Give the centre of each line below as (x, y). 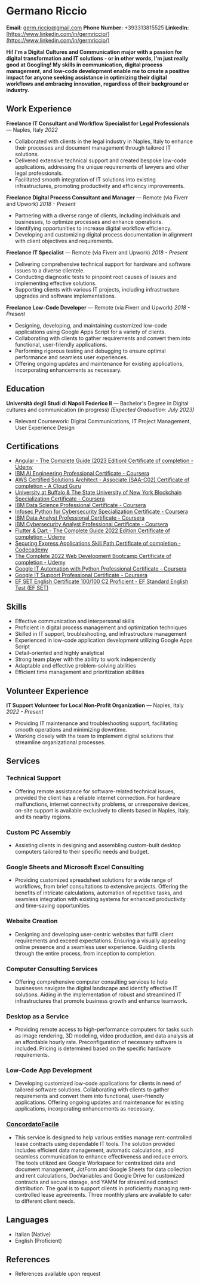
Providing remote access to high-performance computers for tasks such (104, 1029)
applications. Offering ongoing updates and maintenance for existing (99, 1102)
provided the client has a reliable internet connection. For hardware (97, 797)
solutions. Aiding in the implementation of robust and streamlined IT (98, 994)
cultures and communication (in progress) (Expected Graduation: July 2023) (100, 410)
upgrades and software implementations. (65, 296)
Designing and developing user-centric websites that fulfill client (94, 934)
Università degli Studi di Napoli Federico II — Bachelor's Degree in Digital (98, 403)
